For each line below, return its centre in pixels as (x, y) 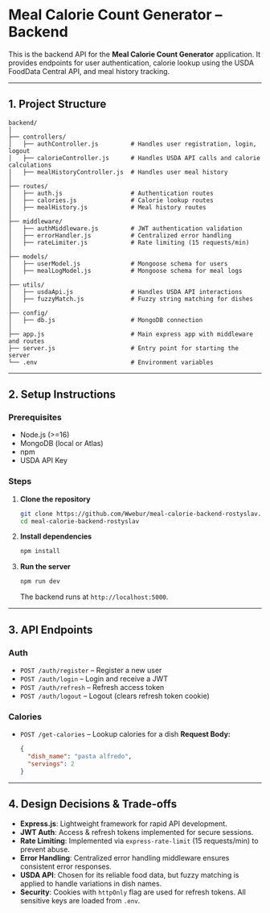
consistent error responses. (66, 866)
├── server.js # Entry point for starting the (124, 348)
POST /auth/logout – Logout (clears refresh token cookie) (115, 696)
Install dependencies (56, 536)
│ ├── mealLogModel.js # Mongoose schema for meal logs (125, 271)
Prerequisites (35, 418)
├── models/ (28, 256)
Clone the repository (55, 499)
